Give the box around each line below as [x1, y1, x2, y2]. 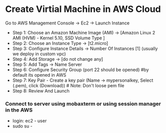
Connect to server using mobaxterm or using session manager [5, 100, 161, 107]
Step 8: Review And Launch [12, 88, 70, 94]
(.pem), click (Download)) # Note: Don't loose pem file [12, 82, 124, 88]
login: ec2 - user [12, 118, 47, 124]
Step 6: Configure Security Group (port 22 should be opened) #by [12, 66, 149, 73]
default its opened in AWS [12, 72, 67, 78]
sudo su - [12, 123, 33, 129]
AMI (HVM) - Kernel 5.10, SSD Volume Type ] [12, 35, 105, 41]
